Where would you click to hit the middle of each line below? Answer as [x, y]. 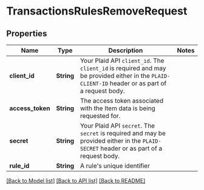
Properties [27, 34]
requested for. [100, 116]
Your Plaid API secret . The [117, 126]
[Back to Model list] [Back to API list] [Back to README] [76, 181]
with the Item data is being [118, 108]
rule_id [19, 166]
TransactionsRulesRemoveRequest [97, 11]
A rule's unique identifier [115, 166]
